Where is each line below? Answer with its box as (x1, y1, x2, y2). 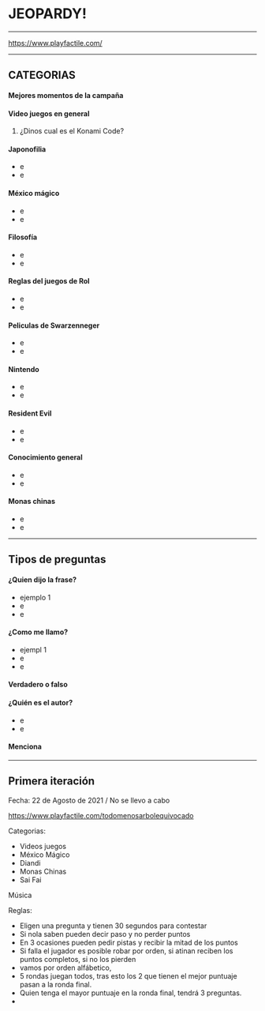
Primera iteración (8, 775, 95, 788)
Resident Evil (8, 408, 52, 418)
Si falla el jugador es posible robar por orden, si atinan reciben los (19, 945, 233, 956)
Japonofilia (8, 144, 47, 154)
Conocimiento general (8, 453, 83, 462)
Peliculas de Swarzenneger (8, 321, 100, 330)
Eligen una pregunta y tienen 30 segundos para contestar (19, 921, 207, 930)
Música (8, 890, 32, 900)
